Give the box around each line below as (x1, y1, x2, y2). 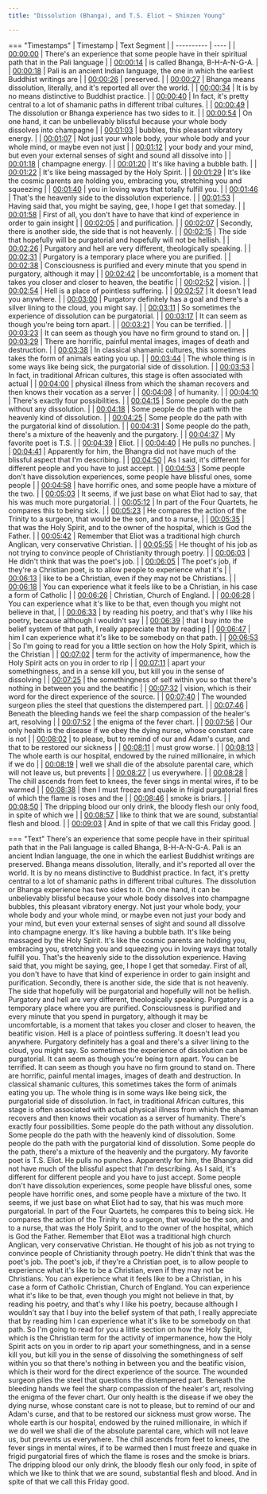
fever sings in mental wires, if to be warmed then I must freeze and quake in (8, 1442, 257, 1453)
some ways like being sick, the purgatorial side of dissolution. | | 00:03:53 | (8, 361, 254, 371)
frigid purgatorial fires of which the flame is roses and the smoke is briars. (8, 1451, 250, 1461)
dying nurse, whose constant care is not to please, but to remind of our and (8, 1400, 256, 1410)
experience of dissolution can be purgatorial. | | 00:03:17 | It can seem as (8, 311, 248, 321)
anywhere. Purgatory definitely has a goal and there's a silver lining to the (8, 1036, 250, 1047)
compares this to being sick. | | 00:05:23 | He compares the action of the (8, 505, 247, 515)
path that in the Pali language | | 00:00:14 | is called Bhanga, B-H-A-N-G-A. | (8, 57, 258, 67)
